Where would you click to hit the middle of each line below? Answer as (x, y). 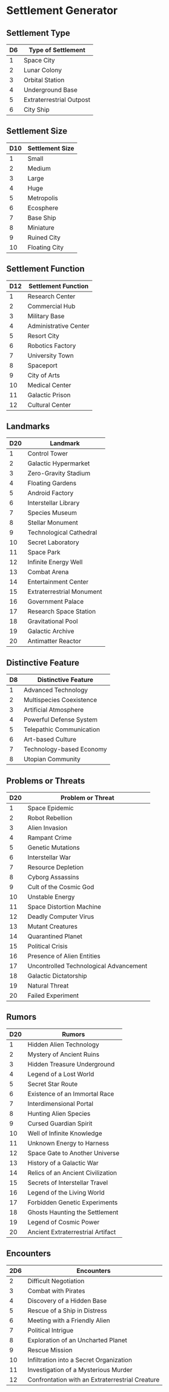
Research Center (51, 296)
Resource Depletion (55, 867)
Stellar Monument (53, 523)
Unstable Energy (51, 897)
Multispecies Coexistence (60, 700)
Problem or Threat (87, 798)
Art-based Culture (50, 740)
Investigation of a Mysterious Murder (80, 1370)
